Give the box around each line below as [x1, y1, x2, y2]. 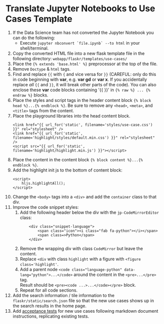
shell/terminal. [20, 45, 49, 51]
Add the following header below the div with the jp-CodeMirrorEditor [20, 209, 159, 215]
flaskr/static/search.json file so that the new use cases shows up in [12, 298, 154, 303]
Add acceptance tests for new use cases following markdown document [12, 308, 159, 314]
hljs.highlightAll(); [21, 181, 65, 186]
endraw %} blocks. [12, 92, 48, 98]
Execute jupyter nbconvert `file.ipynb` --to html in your [20, 40, 140, 46]
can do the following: [12, 35, 55, 41]
